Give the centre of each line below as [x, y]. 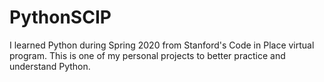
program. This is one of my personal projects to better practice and [147, 55]
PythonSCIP [60, 17]
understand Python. [50, 66]
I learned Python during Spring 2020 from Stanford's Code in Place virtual [162, 45]
